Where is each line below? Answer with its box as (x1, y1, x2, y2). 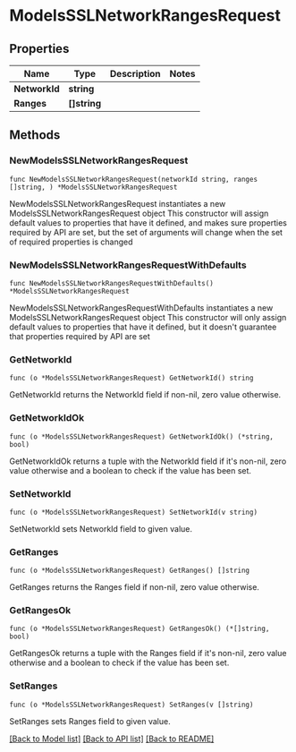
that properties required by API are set (9, 330, 150, 341)
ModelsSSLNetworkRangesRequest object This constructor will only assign (9, 312, 287, 322)
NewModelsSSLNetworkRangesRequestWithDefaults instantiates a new (9, 302, 274, 313)
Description (110, 68, 161, 80)
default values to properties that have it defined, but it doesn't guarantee (9, 321, 277, 332)
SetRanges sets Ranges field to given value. (9, 715, 172, 726)
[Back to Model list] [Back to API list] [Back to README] (9, 733, 215, 744)
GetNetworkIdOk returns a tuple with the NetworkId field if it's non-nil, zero (9, 456, 287, 466)
